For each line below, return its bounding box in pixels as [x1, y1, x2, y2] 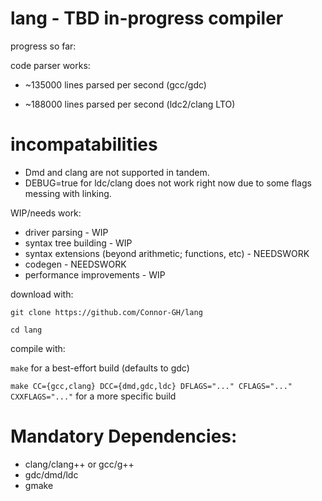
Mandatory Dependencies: [10, 425, 238, 448]
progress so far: [10, 40, 77, 52]
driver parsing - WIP [24, 226, 109, 238]
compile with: [10, 342, 66, 354]
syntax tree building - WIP [24, 237, 133, 249]
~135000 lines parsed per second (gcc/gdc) [24, 78, 207, 91]
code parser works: [10, 59, 91, 71]
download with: [10, 288, 74, 300]
